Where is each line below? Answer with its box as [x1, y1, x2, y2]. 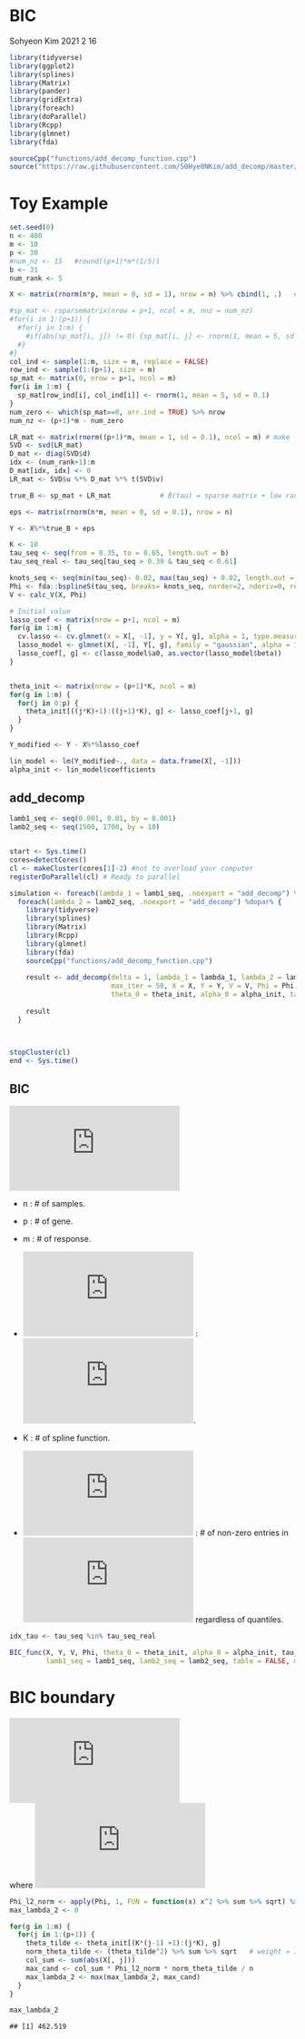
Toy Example [9, 192, 109, 213]
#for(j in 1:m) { [17, 323, 84, 332]
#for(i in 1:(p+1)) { [9, 315, 92, 324]
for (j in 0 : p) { [17, 698, 79, 708]
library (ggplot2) [9, 61, 75, 71]
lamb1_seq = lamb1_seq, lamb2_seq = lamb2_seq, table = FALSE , [45, 1657, 290, 1666]
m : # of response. [22, 1234, 92, 1245]
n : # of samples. [22, 1198, 86, 1209]
